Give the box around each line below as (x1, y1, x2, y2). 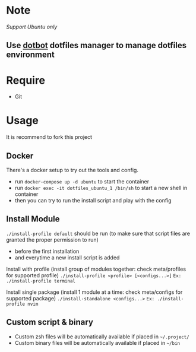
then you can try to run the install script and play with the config (14, 197, 172, 204)
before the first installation (14, 248, 80, 255)
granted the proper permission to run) (6, 236, 99, 243)
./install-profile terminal (6, 278, 76, 284)
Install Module (6, 214, 61, 224)
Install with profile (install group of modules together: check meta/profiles (6, 265, 186, 272)
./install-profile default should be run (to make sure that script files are (6, 230, 190, 237)
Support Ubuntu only (6, 23, 58, 30)
